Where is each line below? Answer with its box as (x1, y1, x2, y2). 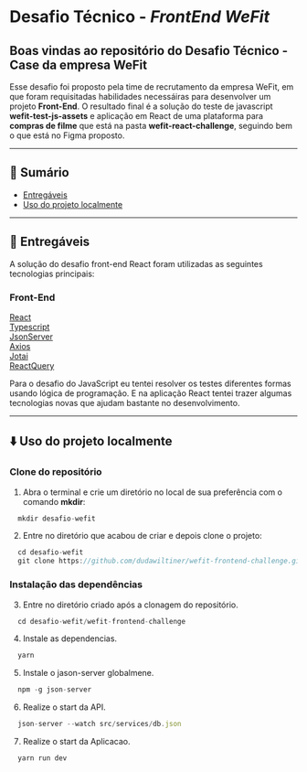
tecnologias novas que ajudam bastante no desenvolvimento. (9, 397, 240, 408)
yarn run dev (17, 754, 68, 763)
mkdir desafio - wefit (17, 514, 96, 523)
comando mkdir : (22, 496, 86, 507)
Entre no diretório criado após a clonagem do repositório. (22, 599, 239, 610)
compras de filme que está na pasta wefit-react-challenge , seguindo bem (9, 121, 292, 131)
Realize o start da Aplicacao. (22, 736, 131, 747)
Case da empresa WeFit (9, 57, 148, 72)
